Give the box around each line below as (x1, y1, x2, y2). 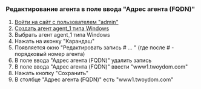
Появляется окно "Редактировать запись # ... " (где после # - (14, 44, 174, 51)
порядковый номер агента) (14, 51, 85, 58)
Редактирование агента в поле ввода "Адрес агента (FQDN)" (5, 5, 195, 13)
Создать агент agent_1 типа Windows (14, 25, 110, 32)
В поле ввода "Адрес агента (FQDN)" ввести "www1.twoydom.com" (14, 63, 188, 70)
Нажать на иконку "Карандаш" (14, 38, 95, 45)
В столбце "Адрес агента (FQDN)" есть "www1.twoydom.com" (14, 76, 174, 83)
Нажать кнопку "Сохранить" (14, 70, 89, 77)
